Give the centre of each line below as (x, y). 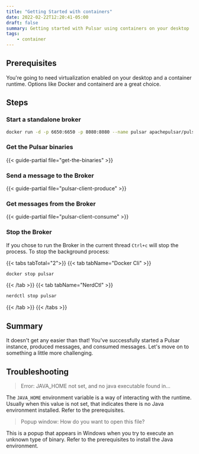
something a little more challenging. (50, 353)
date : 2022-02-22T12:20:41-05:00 (47, 17)
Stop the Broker (29, 232)
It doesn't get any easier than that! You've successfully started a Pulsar (93, 340)
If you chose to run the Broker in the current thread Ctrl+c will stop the (92, 245)
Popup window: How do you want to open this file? (83, 421)
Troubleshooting (38, 372)
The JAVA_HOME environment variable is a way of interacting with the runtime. (99, 397)
